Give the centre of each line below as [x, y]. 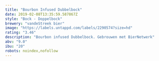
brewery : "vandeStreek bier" [35, 23]
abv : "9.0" [16, 42]
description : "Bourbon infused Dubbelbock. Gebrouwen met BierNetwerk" [80, 37]
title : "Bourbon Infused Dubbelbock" [44, 10]
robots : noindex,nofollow [31, 51]
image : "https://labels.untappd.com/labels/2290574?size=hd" [69, 28]
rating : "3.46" [21, 32]
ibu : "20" [15, 46]
